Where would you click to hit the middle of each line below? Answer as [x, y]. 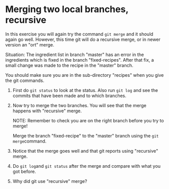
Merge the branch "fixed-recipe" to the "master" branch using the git [86, 135]
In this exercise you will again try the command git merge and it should [79, 34]
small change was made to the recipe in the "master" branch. [69, 65]
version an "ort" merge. [30, 44]
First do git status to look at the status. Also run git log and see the [85, 90]
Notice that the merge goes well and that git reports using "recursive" [85, 151]
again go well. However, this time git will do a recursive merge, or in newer [83, 39]
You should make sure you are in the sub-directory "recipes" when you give [84, 75]
